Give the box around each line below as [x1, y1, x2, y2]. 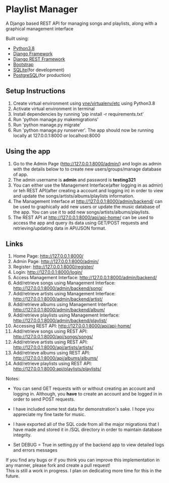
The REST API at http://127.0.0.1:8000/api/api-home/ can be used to [13, 214, 154, 221]
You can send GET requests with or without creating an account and [13, 385, 155, 391]
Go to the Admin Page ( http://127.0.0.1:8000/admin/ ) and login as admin [13, 160, 162, 166]
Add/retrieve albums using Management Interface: [13, 301, 118, 308]
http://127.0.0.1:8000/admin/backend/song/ [13, 285, 103, 291]
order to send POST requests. [13, 396, 75, 403]
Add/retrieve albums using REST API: [13, 350, 90, 356]
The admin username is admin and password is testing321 [13, 177, 136, 183]
